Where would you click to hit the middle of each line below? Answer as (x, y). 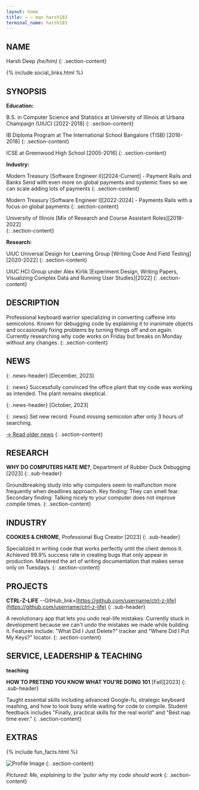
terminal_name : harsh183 (37, 23)
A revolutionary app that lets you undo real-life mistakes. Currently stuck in (98, 619)
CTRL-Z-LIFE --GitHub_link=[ (42, 601)
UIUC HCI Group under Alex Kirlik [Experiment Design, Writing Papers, (92, 272)
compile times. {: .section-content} (49, 504)
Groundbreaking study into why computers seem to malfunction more (91, 485)
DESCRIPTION (33, 303)
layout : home (22, 12)
